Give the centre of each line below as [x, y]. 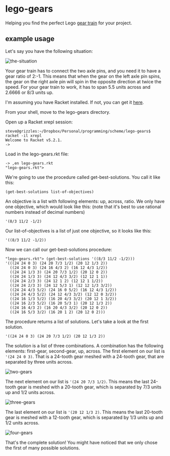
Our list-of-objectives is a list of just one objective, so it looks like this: [78, 231]
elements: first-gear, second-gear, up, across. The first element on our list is [85, 351]
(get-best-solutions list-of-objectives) [50, 192]
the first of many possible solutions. [43, 448]
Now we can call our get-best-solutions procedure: [59, 249]
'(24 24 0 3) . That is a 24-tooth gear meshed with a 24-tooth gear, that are [84, 356]
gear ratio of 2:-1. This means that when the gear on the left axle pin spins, [83, 76]
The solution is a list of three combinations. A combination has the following [84, 345]
